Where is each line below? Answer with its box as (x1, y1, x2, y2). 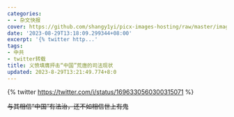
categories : (7, 10, 42, 17)
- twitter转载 (7, 56, 47, 63)
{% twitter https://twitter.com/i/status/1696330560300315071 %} (7, 88, 194, 96)
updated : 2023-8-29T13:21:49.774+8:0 (7, 68, 117, 75)
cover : (7, 23, 26, 30)
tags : (7, 42, 23, 49)
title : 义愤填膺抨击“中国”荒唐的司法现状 (7, 62, 114, 69)
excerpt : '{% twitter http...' (7, 36, 98, 43)
